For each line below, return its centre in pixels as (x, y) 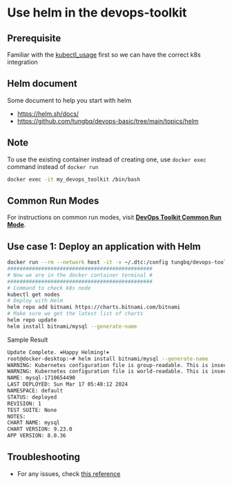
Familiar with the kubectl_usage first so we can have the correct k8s (104, 55)
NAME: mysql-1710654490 (41, 378)
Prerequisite (34, 38)
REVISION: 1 (24, 404)
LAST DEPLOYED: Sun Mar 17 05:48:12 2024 (68, 384)
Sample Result (28, 339)
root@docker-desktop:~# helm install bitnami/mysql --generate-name (108, 359)
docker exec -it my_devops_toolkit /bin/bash (74, 179)
